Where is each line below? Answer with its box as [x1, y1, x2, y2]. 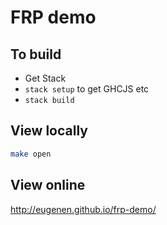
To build [10, 46, 62, 63]
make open [10, 149, 52, 159]
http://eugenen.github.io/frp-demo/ [10, 203, 157, 215]
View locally [10, 122, 88, 140]
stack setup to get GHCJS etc [24, 83, 150, 95]
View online [10, 177, 86, 194]
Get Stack [24, 72, 67, 84]
